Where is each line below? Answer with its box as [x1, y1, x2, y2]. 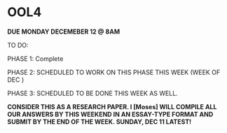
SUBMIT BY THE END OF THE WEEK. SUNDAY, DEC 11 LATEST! [7, 117, 192, 126]
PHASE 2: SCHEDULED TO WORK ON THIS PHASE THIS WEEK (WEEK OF [7, 68, 221, 76]
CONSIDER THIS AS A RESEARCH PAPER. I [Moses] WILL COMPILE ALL [7, 102, 217, 111]
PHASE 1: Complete [7, 54, 64, 63]
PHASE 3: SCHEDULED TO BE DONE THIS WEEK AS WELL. [7, 89, 179, 97]
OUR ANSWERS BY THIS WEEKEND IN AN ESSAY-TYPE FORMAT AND [7, 110, 214, 118]
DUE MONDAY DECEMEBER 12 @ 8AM [7, 27, 121, 36]
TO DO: [7, 41, 29, 49]
